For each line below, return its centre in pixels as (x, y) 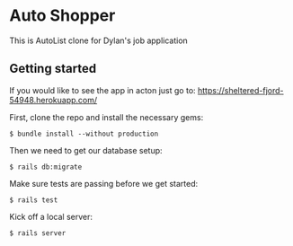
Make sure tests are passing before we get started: (104, 183)
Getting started (53, 69)
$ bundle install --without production (84, 134)
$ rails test (34, 200)
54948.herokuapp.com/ (53, 100)
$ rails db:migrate (46, 167)
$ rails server (38, 233)
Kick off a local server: (51, 216)
